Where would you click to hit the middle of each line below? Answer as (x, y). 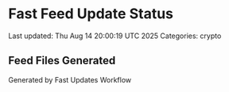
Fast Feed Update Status (91, 14)
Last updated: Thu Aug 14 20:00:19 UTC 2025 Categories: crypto (115, 36)
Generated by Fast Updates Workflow (70, 79)
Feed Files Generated (62, 61)
